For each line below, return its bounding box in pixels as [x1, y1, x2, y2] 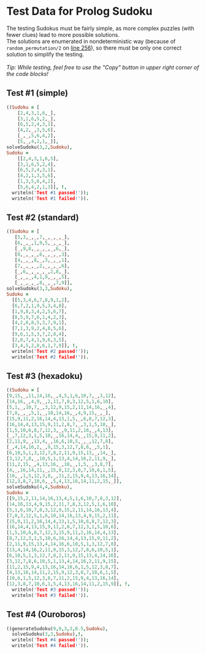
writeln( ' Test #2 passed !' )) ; [12, 348, 89, 354]
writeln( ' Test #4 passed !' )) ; [12, 637, 89, 643]
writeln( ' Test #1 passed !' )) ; [12, 189, 89, 196]
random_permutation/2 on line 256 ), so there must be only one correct [6, 44, 182, 51]
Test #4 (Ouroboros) [6, 609, 86, 620]
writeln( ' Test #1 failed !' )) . [12, 195, 89, 202]
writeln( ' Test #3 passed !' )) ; [12, 587, 89, 593]
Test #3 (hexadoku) [6, 371, 83, 381]
